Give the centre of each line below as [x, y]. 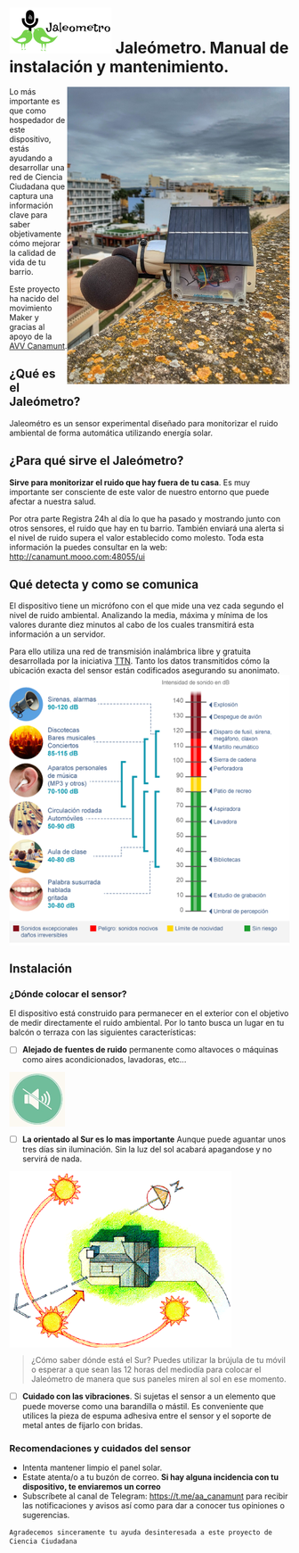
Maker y [24, 317]
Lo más [23, 91]
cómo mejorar [35, 243]
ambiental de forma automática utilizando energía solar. [111, 433]
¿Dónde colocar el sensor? [68, 995]
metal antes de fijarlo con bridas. [82, 1425]
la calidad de [32, 252]
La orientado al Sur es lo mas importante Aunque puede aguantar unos [154, 1139]
